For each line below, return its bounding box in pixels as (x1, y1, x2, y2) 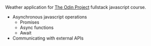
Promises (19, 19, 39, 25)
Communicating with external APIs (12, 35, 84, 41)
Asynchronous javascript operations (12, 14, 87, 19)
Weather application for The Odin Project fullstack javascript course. (5, 4, 146, 10)
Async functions (19, 24, 54, 30)
